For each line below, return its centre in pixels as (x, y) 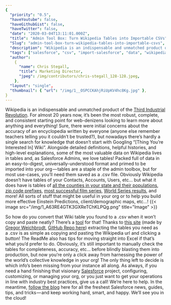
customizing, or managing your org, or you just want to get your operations (84, 276)
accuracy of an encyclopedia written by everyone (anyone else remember (83, 131)
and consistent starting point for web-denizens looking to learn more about (84, 121)
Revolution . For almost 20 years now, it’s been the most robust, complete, (82, 115)
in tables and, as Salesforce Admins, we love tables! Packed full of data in (82, 158)
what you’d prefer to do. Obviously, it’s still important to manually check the (84, 244)
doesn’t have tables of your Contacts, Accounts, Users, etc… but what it (81, 180)
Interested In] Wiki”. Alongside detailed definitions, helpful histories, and (81, 148)
